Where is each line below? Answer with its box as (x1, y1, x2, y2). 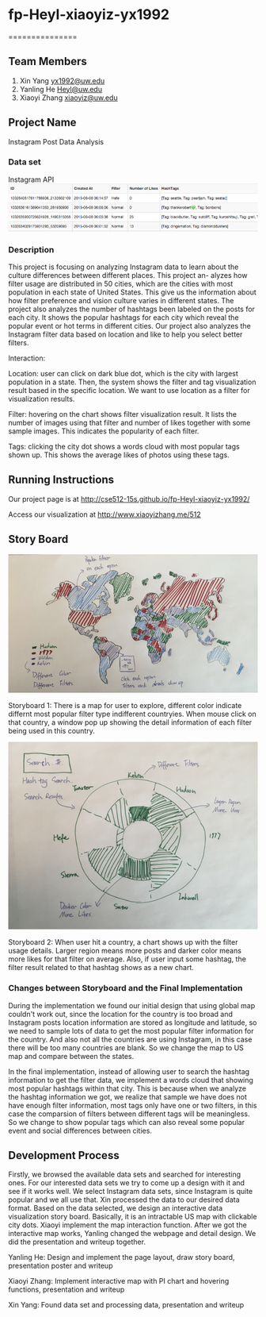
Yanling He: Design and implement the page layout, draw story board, (8, 1253, 235, 1262)
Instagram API (8, 175, 55, 184)
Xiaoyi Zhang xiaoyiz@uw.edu (19, 93, 118, 102)
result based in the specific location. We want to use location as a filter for (8, 386, 251, 395)
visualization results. (8, 395, 75, 404)
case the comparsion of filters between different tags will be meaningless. (8, 1109, 250, 1119)
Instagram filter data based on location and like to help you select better (8, 329, 243, 339)
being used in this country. (8, 726, 95, 736)
